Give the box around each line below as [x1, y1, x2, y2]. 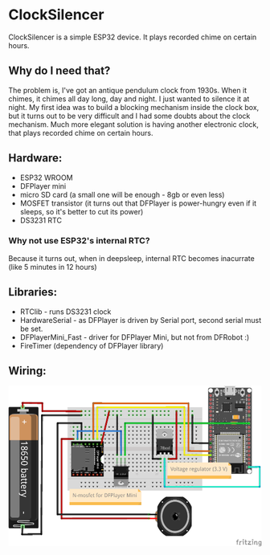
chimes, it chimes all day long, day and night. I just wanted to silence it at [8, 94, 250, 104]
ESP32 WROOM [19, 173, 74, 182]
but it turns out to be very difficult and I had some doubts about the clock [8, 111, 251, 120]
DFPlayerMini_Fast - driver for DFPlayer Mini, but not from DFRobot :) [19, 332, 250, 342]
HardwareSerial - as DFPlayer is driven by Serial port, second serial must [19, 315, 262, 324]
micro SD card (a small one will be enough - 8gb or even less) [19, 190, 225, 199]
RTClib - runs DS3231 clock [19, 307, 112, 316]
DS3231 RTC [19, 215, 63, 225]
